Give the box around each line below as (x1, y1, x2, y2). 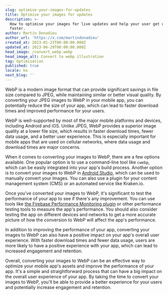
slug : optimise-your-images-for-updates (5, 7, 91, 13)
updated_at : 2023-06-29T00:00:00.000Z (5, 45, 86, 50)
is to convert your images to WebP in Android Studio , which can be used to (5, 170, 160, 176)
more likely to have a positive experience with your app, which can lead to (5, 242, 158, 248)
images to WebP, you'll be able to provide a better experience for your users (5, 279, 162, 285)
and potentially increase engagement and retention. (5, 284, 111, 290)
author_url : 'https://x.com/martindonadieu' (5, 36, 99, 41)
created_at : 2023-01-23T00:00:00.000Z (5, 40, 86, 45)
